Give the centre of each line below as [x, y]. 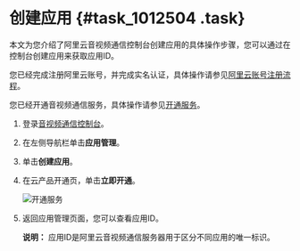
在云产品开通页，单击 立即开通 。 [81, 180]
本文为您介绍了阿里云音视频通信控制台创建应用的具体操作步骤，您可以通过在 [150, 45]
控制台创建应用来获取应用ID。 [64, 55]
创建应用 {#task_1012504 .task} [127, 18]
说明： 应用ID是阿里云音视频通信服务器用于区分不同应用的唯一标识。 [148, 237]
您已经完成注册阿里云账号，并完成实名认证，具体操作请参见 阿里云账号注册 [146, 74]
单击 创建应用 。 [50, 161]
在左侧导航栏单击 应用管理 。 [73, 142]
